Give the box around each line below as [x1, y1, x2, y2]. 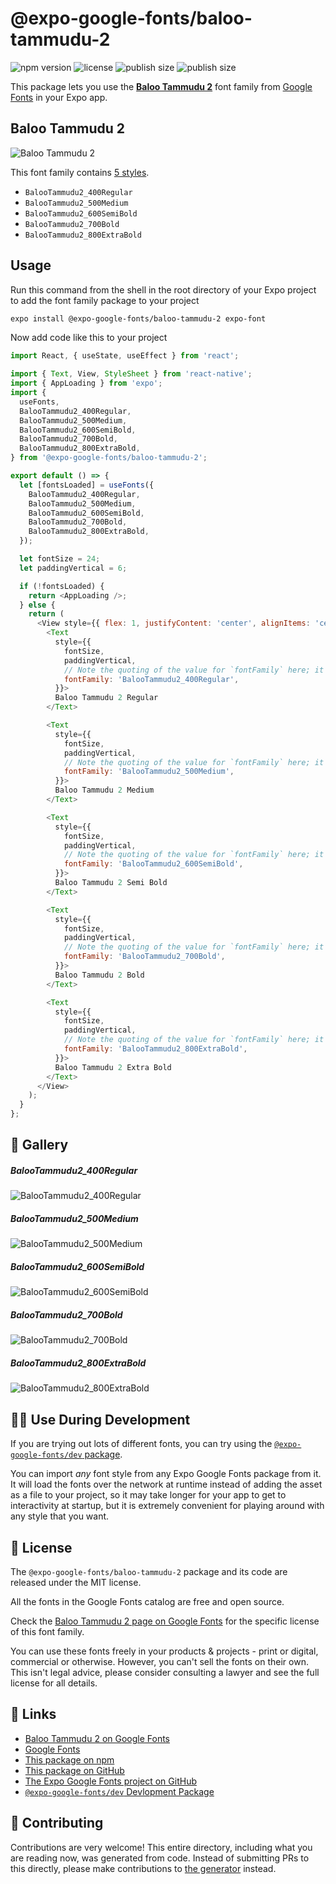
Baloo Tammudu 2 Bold [54, 970, 145, 980]
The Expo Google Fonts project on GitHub [24, 1775, 197, 1787]
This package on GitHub [24, 1764, 125, 1776]
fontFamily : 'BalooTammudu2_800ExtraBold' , [63, 1044, 248, 1054]
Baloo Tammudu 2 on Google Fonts [24, 1732, 171, 1744]
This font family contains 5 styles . [10, 166, 150, 178]
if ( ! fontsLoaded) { [19, 581, 105, 591]
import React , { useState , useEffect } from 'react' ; [10, 351, 240, 361]
